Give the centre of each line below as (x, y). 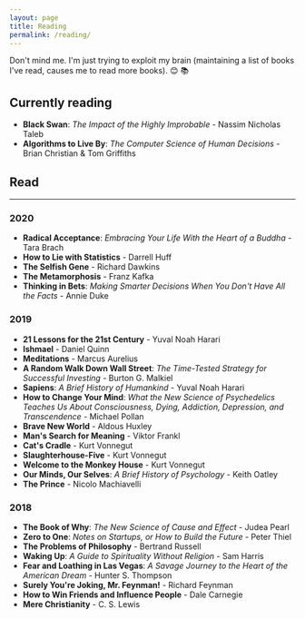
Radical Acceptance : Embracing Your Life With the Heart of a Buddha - (157, 238)
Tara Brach (43, 248)
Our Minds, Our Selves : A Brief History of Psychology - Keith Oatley (150, 474)
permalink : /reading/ (50, 34)
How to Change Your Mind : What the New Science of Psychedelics (148, 397)
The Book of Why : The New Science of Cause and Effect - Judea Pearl (156, 526)
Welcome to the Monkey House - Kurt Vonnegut (114, 465)
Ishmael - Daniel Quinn (66, 349)
